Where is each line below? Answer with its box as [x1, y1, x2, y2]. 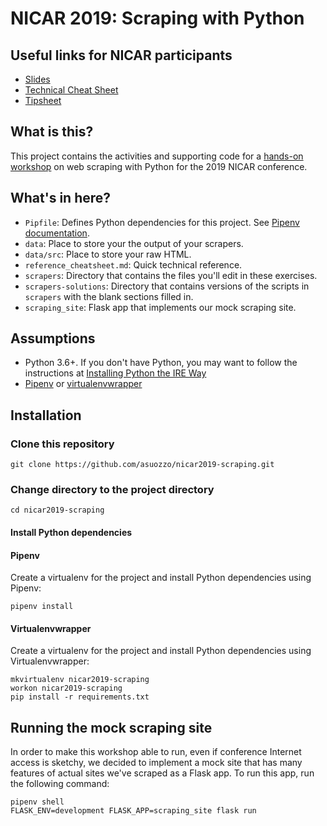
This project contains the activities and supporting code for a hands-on [10, 150, 304, 162]
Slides [24, 73, 51, 85]
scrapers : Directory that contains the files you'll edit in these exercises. [24, 269, 318, 281]
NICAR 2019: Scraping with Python [10, 7, 305, 30]
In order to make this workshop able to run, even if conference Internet [10, 746, 302, 758]
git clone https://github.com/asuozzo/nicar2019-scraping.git [10, 460, 275, 470]
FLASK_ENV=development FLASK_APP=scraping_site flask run [10, 806, 257, 816]
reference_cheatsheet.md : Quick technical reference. [24, 258, 243, 271]
